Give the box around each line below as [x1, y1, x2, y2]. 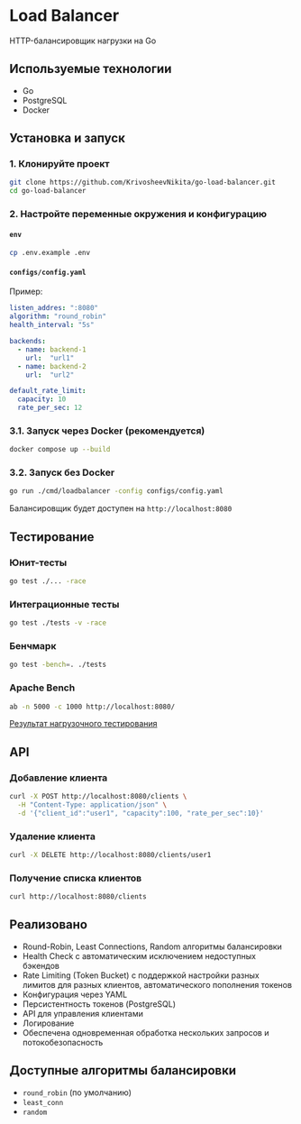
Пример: [9, 286, 43, 297]
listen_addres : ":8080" [9, 304, 99, 313]
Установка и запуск [9, 131, 126, 146]
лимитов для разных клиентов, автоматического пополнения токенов [22, 979, 293, 990]
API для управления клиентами [22, 1008, 144, 1019]
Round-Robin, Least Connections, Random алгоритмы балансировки [22, 941, 282, 952]
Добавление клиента [9, 772, 108, 784]
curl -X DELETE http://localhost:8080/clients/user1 [9, 851, 212, 860]
